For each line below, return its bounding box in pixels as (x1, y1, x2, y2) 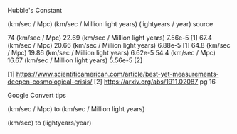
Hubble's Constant (7, 6, 63, 14)
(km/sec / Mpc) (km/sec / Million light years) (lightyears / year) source (7, 20, 214, 28)
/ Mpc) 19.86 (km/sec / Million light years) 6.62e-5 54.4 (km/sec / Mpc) (7, 49, 216, 57)
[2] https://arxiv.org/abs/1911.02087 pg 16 (93, 77, 216, 86)
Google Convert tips (7, 91, 66, 99)
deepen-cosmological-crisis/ (7, 77, 93, 86)
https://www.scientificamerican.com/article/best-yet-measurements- (16, 70, 219, 78)
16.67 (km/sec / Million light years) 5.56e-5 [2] (7, 56, 143, 65)
